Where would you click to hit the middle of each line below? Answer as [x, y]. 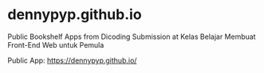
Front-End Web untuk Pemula [56, 44]
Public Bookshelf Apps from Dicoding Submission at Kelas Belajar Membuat [132, 36]
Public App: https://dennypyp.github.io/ [72, 60]
